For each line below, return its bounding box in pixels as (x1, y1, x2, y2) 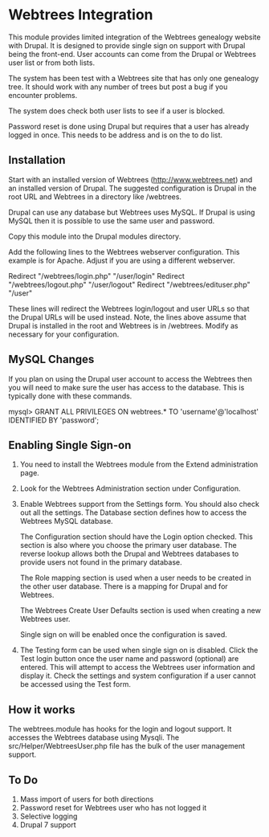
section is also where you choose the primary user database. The (19, 541, 237, 550)
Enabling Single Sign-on (8, 438, 132, 451)
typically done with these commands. (8, 391, 132, 401)
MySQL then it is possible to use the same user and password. (8, 215, 215, 226)
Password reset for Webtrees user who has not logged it (19, 803, 207, 812)
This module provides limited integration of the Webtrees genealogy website (8, 32, 261, 42)
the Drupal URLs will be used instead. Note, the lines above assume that (8, 312, 247, 322)
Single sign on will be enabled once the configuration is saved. (19, 630, 227, 639)
